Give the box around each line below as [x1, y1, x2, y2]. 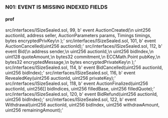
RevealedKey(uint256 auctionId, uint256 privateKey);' [5, 75, 116, 81]
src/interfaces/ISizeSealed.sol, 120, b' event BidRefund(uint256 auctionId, [5, 91, 158, 97]
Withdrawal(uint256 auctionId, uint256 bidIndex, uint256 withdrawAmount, [5, 102, 160, 108]
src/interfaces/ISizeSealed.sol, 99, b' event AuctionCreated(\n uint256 [5, 27, 151, 33]
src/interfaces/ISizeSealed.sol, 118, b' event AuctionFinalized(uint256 [5, 80, 148, 86]
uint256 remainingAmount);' [5, 107, 64, 113]
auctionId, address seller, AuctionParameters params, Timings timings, [5, 33, 152, 39]
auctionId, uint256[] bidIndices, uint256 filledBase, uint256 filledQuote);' [5, 86, 155, 92]
